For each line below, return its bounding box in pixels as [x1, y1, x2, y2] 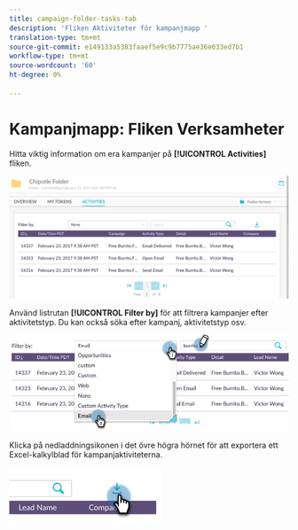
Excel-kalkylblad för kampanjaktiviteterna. [9, 448, 163, 460]
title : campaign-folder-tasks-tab [9, 14, 137, 23]
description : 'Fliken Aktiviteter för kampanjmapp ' [9, 23, 208, 33]
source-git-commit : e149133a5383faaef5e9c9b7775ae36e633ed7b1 [9, 43, 244, 51]
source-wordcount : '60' [9, 61, 98, 70]
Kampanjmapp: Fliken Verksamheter [9, 119, 285, 139]
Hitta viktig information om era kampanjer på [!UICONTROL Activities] [9, 148, 267, 159]
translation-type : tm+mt [9, 33, 101, 42]
